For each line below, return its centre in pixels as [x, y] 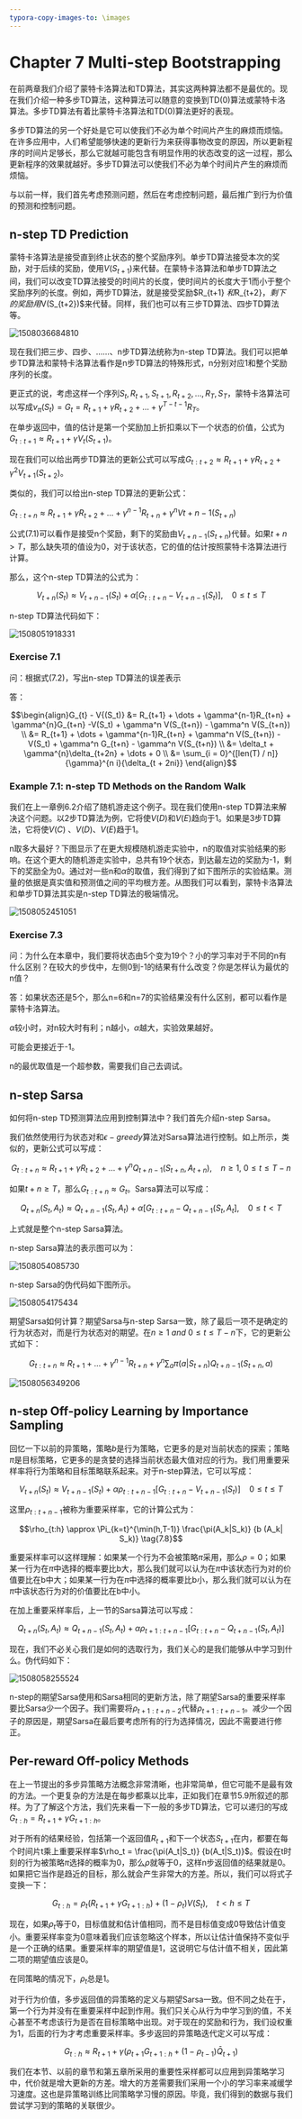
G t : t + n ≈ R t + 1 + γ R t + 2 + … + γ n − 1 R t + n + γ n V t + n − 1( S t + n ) [123, 513]
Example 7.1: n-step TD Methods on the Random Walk [128, 786]
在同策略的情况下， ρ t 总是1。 [62, 1979]
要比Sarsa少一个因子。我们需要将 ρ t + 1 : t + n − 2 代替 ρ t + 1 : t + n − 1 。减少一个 [147, 1709]
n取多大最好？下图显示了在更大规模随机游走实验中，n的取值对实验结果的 [144, 849]
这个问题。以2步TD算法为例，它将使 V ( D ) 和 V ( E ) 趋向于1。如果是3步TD [145, 818]
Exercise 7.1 [35, 657]
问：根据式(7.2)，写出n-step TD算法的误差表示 [95, 678]
